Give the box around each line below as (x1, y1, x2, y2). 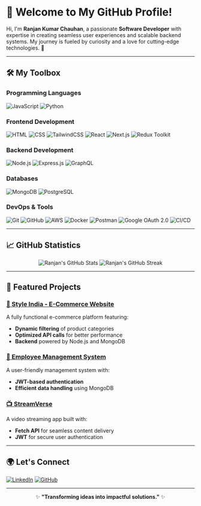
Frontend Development (6, 117, 75, 126)
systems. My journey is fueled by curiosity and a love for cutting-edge (6, 38, 179, 45)
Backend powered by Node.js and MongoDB (14, 338, 126, 345)
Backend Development (6, 146, 74, 154)
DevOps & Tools (6, 203, 54, 211)
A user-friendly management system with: (6, 366, 110, 373)
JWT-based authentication (14, 378, 84, 385)
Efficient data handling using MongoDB (14, 384, 114, 391)
